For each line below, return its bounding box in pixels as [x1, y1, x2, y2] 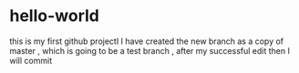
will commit [9, 55, 53, 66]
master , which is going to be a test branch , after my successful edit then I [9, 45, 290, 56]
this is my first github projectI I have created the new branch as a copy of [9, 36, 284, 47]
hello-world [9, 5, 100, 26]
